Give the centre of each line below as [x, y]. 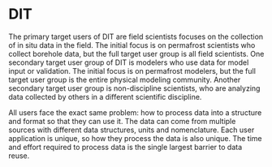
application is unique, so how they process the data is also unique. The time [135, 138]
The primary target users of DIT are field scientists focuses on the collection [136, 36]
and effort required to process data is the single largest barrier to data [125, 147]
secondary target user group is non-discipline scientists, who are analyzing [134, 88]
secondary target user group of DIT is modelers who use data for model [129, 62]
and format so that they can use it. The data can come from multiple [122, 121]
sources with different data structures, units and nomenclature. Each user [132, 130]
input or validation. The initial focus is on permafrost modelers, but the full [132, 71]
